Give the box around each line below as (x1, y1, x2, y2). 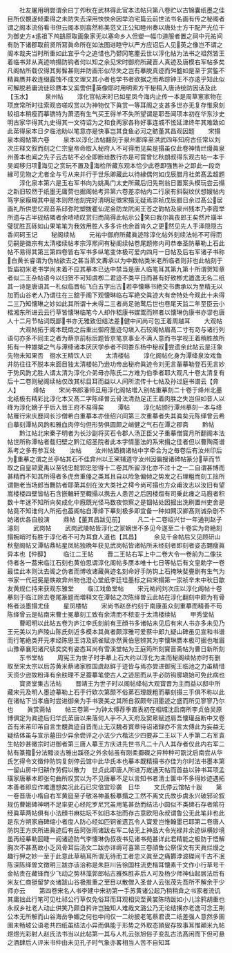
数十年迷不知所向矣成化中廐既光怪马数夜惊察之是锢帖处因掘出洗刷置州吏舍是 (7, 498, 225, 506)
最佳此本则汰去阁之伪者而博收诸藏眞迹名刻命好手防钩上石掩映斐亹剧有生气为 (7, 567, 225, 575)
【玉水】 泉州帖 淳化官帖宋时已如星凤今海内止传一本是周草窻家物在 (7, 93, 222, 100)
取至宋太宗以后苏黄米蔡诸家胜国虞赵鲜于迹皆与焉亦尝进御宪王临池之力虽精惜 (7, 662, 225, 670)
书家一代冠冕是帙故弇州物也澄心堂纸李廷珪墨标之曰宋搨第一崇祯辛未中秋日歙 (7, 576, 225, 584)
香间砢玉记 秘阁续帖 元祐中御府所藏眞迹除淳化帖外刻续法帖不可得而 (7, 231, 222, 238)
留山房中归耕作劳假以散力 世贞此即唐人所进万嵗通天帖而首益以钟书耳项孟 (12, 766, 225, 773)
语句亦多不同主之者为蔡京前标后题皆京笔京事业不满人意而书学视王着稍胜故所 (7, 334, 225, 342)
